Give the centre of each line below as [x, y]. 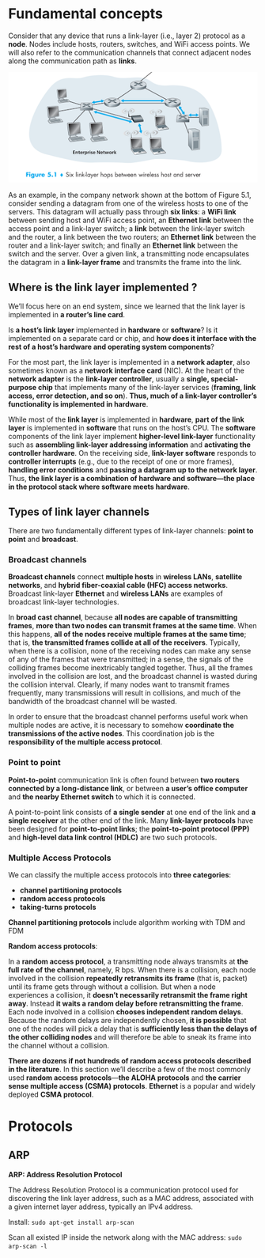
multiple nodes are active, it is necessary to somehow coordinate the [121, 726]
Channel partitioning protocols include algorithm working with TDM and [127, 922]
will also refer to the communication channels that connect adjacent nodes [130, 52]
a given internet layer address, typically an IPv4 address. [101, 1207]
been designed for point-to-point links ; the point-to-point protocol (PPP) [129, 828]
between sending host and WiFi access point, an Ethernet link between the [131, 220]
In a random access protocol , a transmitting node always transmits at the [128, 961]
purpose [23, 388]
